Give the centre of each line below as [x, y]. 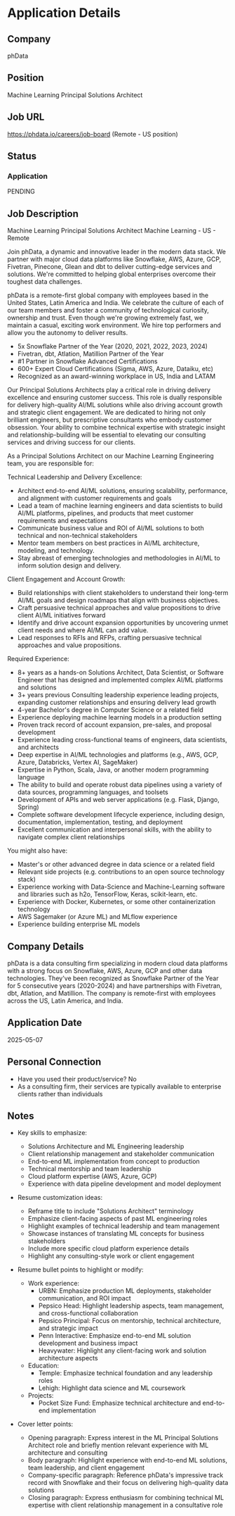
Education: [43, 1366]
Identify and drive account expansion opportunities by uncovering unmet [123, 623]
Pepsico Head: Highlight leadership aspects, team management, [131, 1306]
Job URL [26, 117]
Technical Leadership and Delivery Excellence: [75, 477]
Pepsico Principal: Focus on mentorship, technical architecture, [130, 1321]
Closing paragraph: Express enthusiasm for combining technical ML [126, 1498]
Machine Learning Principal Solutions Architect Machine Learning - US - [112, 231]
